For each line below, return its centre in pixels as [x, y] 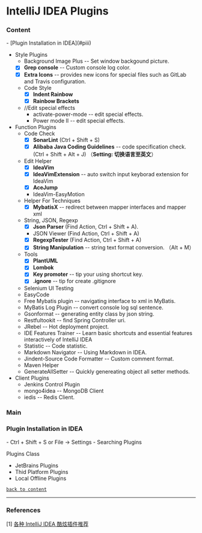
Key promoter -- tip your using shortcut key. [88, 274]
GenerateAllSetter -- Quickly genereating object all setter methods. [107, 371]
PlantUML [45, 261]
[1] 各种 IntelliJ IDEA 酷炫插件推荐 [47, 524]
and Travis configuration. [55, 81]
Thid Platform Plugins [41, 471]
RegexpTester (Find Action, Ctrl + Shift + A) [87, 240]
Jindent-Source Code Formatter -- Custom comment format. [99, 359]
